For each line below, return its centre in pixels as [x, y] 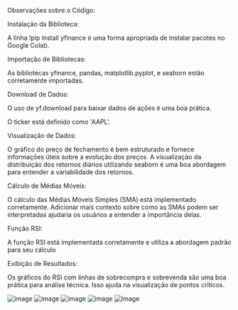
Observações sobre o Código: [52, 10]
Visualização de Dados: [42, 135]
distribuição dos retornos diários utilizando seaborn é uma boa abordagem [117, 164]
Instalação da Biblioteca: [43, 24]
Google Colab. [28, 45]
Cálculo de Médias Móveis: [47, 186]
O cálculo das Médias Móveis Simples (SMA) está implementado [102, 199]
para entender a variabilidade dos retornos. [71, 172]
